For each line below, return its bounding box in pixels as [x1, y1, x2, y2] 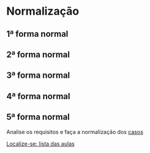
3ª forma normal [6, 70, 70, 81]
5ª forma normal [6, 112, 70, 122]
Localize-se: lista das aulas [6, 140, 75, 147]
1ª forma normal [6, 29, 69, 39]
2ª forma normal [6, 49, 70, 59]
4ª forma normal [6, 91, 70, 102]
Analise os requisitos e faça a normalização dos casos [6, 128, 144, 135]
